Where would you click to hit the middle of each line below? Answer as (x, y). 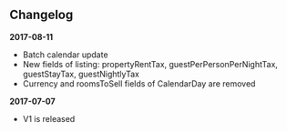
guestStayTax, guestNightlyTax (81, 74)
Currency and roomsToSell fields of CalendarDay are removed (139, 83)
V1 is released (49, 118)
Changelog (41, 15)
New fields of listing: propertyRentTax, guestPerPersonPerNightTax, (150, 64)
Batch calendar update (65, 55)
